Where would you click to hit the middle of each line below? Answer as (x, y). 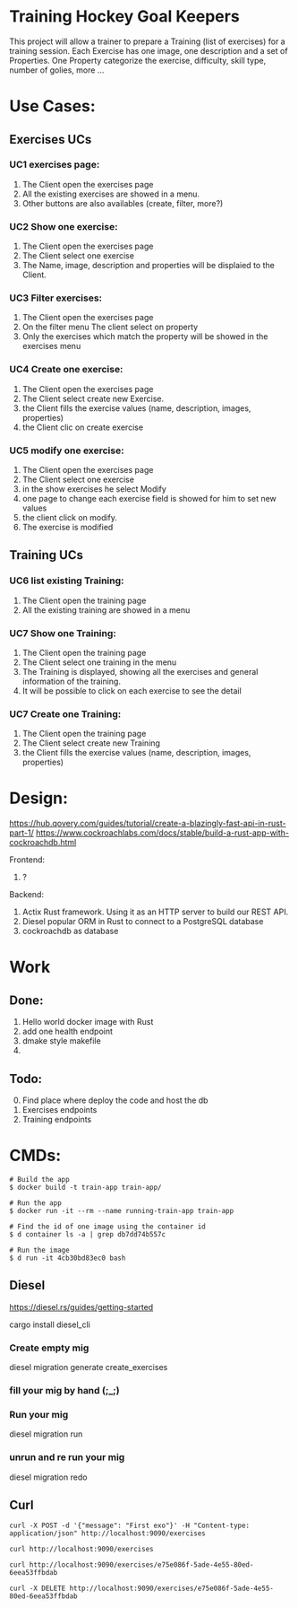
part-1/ (21, 833)
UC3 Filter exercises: (56, 298)
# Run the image (39, 1250)
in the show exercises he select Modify (94, 489)
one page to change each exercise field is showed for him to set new (149, 498)
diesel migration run (46, 1434)
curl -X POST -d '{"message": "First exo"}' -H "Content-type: (130, 1526)
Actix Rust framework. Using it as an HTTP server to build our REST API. (155, 912)
